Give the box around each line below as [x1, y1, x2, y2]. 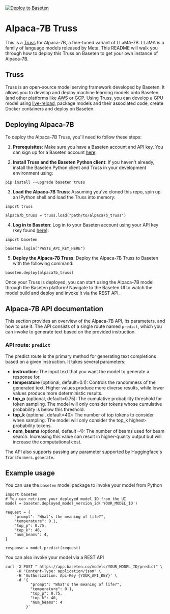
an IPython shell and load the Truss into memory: [12, 194, 116, 200]
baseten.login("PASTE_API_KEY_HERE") [5, 246, 86, 251]
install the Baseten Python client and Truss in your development [12, 164, 147, 171]
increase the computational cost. [12, 438, 82, 445]
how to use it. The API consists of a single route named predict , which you [5, 323, 162, 329]
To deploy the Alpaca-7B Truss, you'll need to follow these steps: [5, 134, 142, 140]
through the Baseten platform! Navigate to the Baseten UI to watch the [5, 284, 153, 290]
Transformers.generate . [5, 454, 55, 460]
